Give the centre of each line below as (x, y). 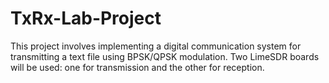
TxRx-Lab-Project (86, 18)
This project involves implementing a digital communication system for (156, 46)
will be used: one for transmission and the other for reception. (137, 67)
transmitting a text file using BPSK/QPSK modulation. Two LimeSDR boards (165, 56)
